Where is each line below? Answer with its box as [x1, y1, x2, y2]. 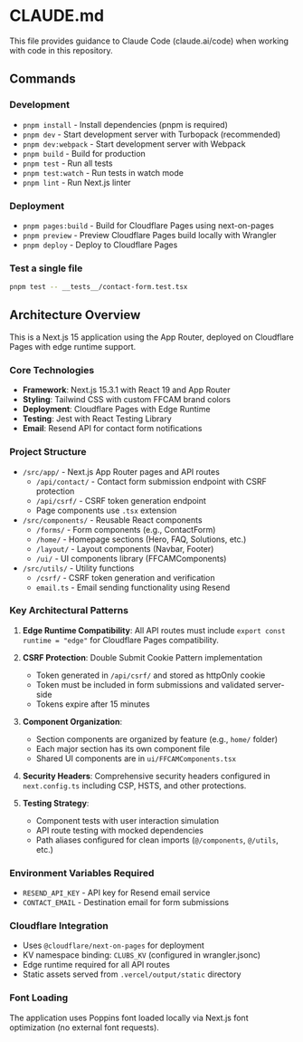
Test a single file [9, 262, 83, 275]
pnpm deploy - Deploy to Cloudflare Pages [22, 239, 178, 250]
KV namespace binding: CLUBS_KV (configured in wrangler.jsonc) [22, 950, 260, 960]
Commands [9, 72, 77, 87]
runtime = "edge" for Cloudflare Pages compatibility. [22, 634, 220, 645]
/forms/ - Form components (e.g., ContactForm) [35, 524, 216, 535]
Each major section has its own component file [35, 743, 211, 754]
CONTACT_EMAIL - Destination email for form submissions [22, 897, 229, 908]
